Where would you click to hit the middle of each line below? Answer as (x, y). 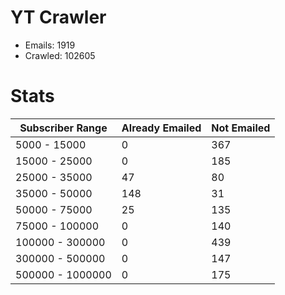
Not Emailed (241, 128)
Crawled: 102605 (60, 55)
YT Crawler (58, 17)
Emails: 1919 (50, 45)
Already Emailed (161, 128)
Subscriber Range (63, 128)
